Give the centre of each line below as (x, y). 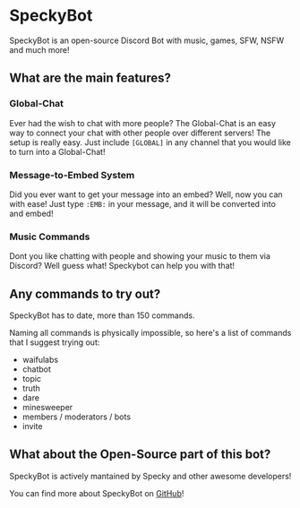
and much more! (39, 49)
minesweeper (47, 408)
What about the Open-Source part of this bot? (140, 455)
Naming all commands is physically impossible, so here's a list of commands (150, 333)
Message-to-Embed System (72, 175)
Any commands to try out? (85, 293)
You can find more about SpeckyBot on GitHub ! (97, 493)
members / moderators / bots (77, 417)
